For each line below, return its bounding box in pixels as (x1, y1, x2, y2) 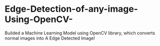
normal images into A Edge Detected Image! (4, 35, 95, 41)
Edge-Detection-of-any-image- (4, 3, 138, 15)
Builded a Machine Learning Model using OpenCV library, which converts (4, 30, 156, 36)
